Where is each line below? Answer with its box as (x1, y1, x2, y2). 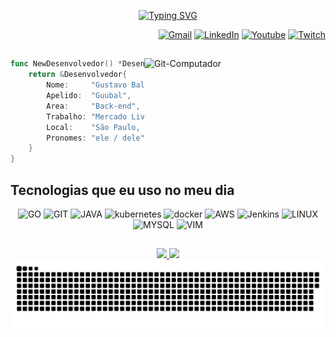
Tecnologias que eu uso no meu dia (10, 181, 235, 199)
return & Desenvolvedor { (28, 70, 128, 80)
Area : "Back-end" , (46, 101, 141, 111)
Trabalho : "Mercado (46, 111, 128, 122)
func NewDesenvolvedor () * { (10, 59, 190, 69)
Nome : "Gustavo (46, 80, 128, 90)
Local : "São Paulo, (46, 122, 141, 132)
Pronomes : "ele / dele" (46, 133, 145, 143)
